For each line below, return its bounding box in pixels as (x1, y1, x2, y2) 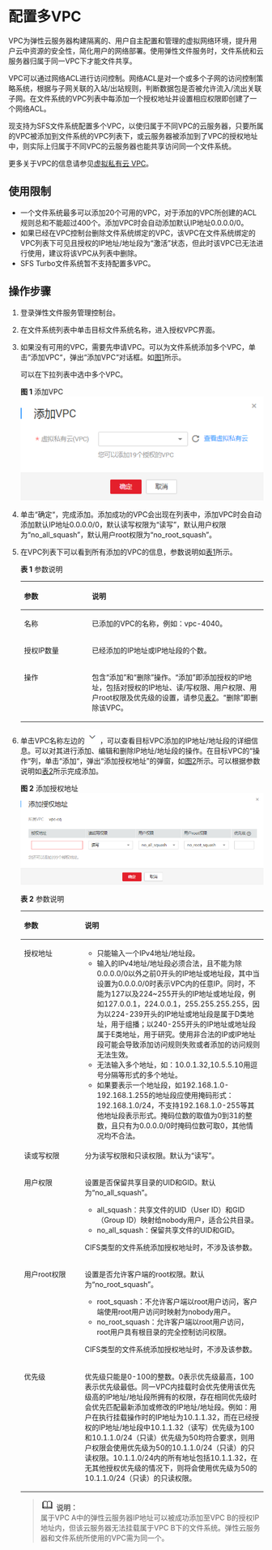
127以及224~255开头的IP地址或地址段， (110, 988, 249, 998)
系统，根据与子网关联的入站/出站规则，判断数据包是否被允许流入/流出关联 (15, 83, 262, 93)
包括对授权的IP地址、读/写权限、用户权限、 (105, 682, 250, 692)
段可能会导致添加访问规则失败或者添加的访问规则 (96, 1040, 261, 1049)
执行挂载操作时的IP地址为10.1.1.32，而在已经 (98, 1412, 253, 1422)
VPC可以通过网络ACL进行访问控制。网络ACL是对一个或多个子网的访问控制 (8, 73, 257, 83)
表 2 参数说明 (19, 893, 65, 903)
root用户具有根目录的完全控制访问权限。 (96, 1328, 232, 1337)
